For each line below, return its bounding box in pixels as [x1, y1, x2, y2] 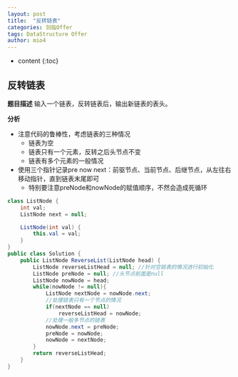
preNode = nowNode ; [45, 330, 103, 337]
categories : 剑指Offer [7, 24, 73, 31]
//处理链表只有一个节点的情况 [45, 297, 121, 304]
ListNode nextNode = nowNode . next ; [45, 290, 152, 297]
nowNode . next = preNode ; [45, 323, 120, 331]
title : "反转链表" [7, 17, 61, 24]
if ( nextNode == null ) [45, 303, 110, 311]
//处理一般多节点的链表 [45, 316, 105, 323]
